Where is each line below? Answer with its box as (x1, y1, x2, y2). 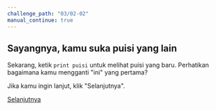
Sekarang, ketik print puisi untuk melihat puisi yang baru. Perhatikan (7, 61, 210, 70)
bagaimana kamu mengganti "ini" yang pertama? (7, 68, 148, 77)
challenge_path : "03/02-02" (7, 10, 89, 17)
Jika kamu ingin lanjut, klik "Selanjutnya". (7, 81, 126, 91)
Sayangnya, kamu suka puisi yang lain (7, 42, 178, 54)
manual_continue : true (7, 17, 73, 24)
